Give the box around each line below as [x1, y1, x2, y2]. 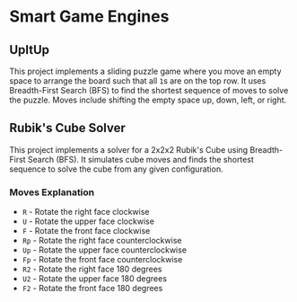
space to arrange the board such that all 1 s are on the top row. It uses [9, 75, 266, 86]
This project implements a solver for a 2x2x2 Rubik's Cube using [9, 144, 249, 155]
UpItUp [9, 42, 50, 58]
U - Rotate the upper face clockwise [22, 216, 155, 226]
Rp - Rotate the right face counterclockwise [22, 235, 182, 246]
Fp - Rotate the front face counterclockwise [22, 254, 183, 265]
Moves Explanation [9, 186, 95, 199]
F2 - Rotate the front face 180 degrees [22, 283, 163, 294]
